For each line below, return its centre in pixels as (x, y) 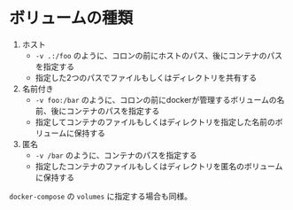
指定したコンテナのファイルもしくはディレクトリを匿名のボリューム (159, 166)
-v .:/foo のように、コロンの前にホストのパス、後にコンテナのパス (159, 55)
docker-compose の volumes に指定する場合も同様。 (101, 196)
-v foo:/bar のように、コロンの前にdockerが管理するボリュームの (156, 99)
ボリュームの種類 (71, 18)
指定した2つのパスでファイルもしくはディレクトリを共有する (146, 77)
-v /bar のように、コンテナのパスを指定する (116, 155)
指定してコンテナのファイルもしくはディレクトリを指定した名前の (155, 121)
